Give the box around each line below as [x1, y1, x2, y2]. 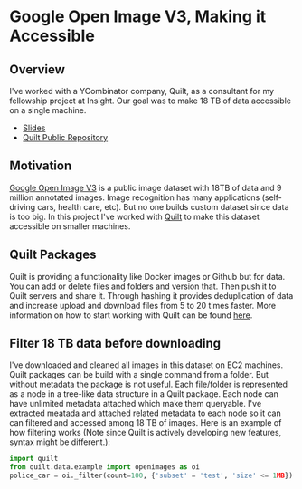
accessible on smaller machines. [9, 220, 131, 232]
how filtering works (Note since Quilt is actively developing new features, [9, 427, 282, 438]
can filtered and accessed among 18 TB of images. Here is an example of [9, 417, 282, 428]
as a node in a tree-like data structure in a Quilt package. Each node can [9, 388, 278, 399]
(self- [261, 192, 282, 203]
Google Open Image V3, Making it [9, 6, 267, 27]
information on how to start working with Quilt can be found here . [9, 310, 253, 321]
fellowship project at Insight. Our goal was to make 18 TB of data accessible [9, 95, 292, 106]
